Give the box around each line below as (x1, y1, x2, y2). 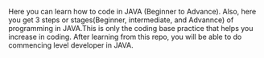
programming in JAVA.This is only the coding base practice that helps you (8, 24, 254, 33)
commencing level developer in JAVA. (8, 41, 134, 50)
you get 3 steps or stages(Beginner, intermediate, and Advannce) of (8, 15, 234, 25)
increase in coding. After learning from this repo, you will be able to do (8, 32, 242, 41)
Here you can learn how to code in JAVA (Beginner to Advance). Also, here (8, 7, 257, 16)
